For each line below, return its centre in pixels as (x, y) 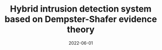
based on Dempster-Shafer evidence (81, 19)
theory (81, 30)
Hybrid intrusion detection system (81, 9)
